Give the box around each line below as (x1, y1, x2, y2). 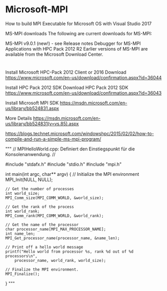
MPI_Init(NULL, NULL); (5, 176, 53, 183)
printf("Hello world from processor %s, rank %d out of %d (5, 249, 134, 254)
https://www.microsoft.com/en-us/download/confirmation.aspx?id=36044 (5, 75, 162, 81)
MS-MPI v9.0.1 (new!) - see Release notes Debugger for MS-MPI (5, 40, 141, 47)
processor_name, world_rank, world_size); (14, 258, 106, 263)
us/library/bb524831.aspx (5, 105, 59, 111)
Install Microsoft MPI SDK (5, 100, 59, 106)
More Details (5, 115, 32, 121)
